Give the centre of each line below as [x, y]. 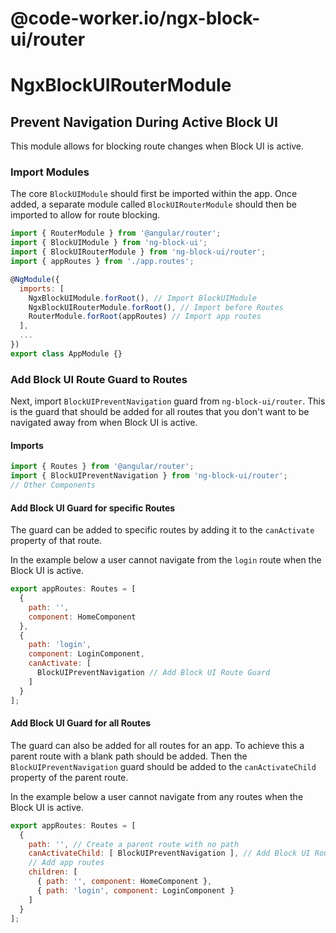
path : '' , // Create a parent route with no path [134, 844]
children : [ [53, 872]
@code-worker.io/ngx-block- [135, 18]
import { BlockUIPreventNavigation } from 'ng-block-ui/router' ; [149, 476]
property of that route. [56, 541]
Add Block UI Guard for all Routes [81, 723]
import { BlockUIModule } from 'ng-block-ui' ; [109, 243]
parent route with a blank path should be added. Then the [129, 756]
